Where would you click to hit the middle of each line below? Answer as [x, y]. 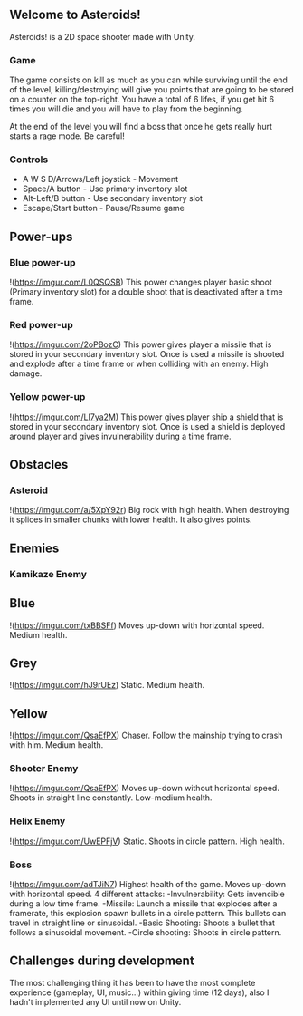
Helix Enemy [38, 821]
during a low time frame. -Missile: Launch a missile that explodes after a [143, 904]
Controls [29, 160]
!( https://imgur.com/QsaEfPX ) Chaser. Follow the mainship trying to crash [146, 735]
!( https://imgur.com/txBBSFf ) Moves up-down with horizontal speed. [137, 625]
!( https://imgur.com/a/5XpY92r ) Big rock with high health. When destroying [149, 510]
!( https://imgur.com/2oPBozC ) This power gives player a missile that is [141, 344]
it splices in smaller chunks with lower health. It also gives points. [131, 519]
